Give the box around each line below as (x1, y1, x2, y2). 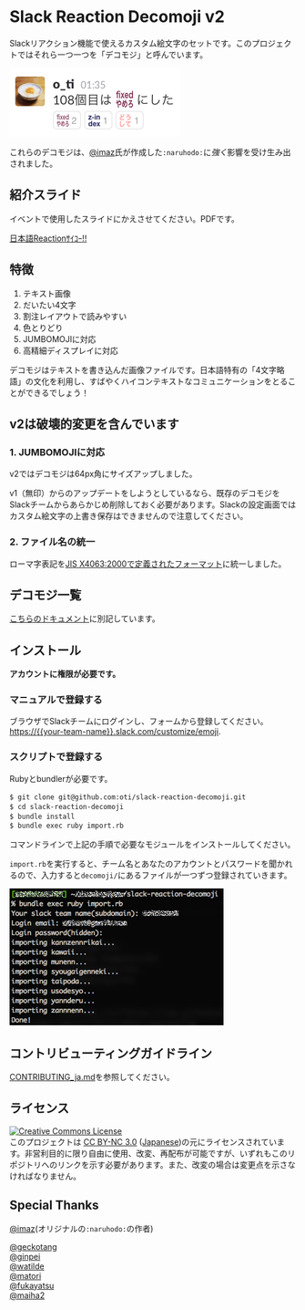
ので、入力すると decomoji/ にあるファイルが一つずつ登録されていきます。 (16, 869, 293, 881)
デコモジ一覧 (9, 587, 82, 603)
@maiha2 (9, 1289, 46, 1301)
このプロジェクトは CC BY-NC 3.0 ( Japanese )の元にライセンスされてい (9, 1136, 278, 1147)
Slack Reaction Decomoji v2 (9, 6, 225, 27)
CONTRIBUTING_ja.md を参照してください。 (9, 1072, 175, 1083)
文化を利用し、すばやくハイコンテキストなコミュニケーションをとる (33, 376, 289, 387)
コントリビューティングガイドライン (9, 1045, 212, 1061)
